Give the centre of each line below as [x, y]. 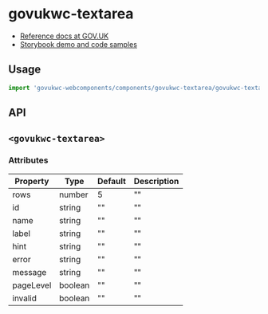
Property [32, 181]
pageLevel [32, 285]
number [74, 194]
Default [111, 181]
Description [156, 181]
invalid [25, 298]
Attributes [28, 160]
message [30, 272]
